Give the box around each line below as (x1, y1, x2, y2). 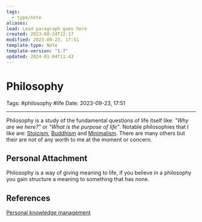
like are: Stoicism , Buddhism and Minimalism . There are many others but (6, 129, 185, 137)
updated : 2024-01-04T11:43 (6, 54, 74, 60)
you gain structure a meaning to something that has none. (6, 176, 150, 183)
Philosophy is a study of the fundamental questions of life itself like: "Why (6, 117, 189, 124)
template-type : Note (6, 43, 58, 49)
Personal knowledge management (6, 209, 91, 217)
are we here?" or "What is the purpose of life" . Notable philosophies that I (6, 123, 189, 130)
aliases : (6, 20, 28, 26)
